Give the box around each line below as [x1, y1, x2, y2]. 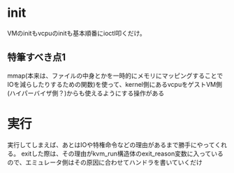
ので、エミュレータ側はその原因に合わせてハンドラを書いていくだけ [7, 158, 203, 166]
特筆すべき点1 [7, 51, 66, 64]
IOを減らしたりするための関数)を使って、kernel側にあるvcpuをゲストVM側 [7, 80, 222, 88]
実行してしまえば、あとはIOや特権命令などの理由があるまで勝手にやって [7, 140, 215, 148]
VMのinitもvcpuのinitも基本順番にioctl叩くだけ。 [7, 29, 147, 37]
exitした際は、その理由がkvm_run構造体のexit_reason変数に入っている [20, 149, 224, 158]
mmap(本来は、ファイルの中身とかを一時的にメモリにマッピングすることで [7, 71, 224, 80]
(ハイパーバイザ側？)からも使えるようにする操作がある [7, 89, 165, 97]
